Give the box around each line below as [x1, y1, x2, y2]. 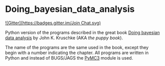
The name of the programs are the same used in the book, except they [5, 44, 149, 50]
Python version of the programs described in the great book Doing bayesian [5, 29, 160, 35]
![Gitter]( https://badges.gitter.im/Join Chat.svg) [5, 20, 101, 26]
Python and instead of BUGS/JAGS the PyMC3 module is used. [5, 55, 133, 61]
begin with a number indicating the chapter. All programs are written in [5, 50, 149, 56]
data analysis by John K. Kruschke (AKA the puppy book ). [5, 35, 124, 41]
